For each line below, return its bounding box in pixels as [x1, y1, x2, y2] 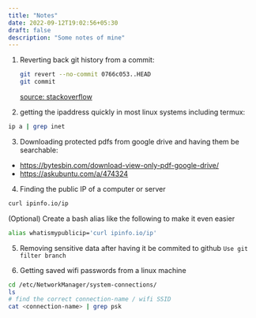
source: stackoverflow [19, 92, 92, 101]
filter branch [19, 252, 66, 260]
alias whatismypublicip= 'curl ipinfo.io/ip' [8, 229, 157, 237]
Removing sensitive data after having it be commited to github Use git [19, 243, 249, 253]
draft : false [8, 26, 51, 34]
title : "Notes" [8, 11, 58, 20]
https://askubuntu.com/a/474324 [19, 169, 129, 178]
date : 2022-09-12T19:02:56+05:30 [8, 19, 119, 27]
